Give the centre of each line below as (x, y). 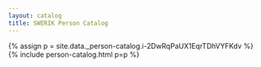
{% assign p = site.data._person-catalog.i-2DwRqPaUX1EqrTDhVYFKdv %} (131, 45)
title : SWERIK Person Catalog (58, 23)
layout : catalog (35, 16)
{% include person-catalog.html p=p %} (74, 54)
